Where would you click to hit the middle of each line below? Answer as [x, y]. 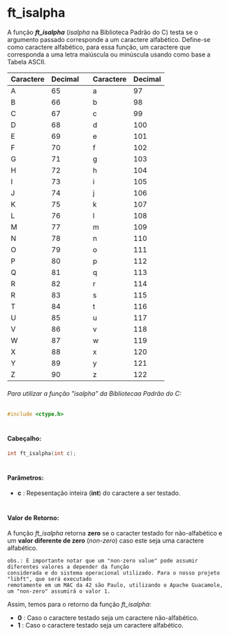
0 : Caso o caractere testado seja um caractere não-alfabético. [108, 618]
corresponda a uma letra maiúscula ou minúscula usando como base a [109, 54]
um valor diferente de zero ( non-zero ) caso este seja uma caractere [106, 541]
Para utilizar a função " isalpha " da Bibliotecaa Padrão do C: [94, 393]
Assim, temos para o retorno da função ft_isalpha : [79, 605]
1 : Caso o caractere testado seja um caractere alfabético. [100, 626]
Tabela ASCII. [27, 61]
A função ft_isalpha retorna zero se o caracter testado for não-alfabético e [115, 533]
